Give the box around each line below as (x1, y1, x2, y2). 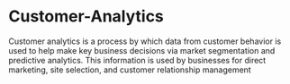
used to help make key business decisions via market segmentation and (8, 45, 276, 55)
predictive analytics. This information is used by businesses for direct (8, 55, 267, 65)
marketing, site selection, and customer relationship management (8, 64, 251, 75)
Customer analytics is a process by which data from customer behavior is (8, 36, 282, 46)
